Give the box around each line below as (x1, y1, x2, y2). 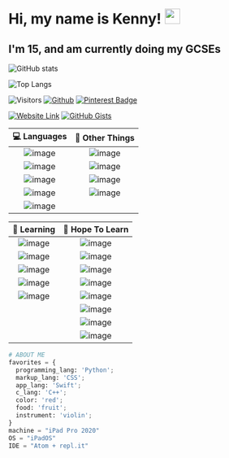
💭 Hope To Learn (63, 224, 129, 235)
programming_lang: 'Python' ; (15, 366, 114, 374)
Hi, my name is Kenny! (8, 10, 162, 28)
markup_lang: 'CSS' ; (15, 373, 85, 382)
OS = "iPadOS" (8, 434, 57, 443)
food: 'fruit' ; (15, 403, 67, 412)
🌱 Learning (12, 224, 55, 235)
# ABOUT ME (8, 351, 45, 359)
